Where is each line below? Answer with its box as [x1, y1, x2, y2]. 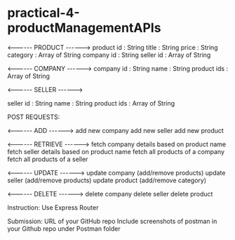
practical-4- [7, 5, 80, 21]
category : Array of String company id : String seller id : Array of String [7, 51, 211, 59]
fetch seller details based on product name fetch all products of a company [7, 147, 225, 156]
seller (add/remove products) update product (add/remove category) [7, 176, 207, 184]
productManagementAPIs [7, 20, 161, 36]
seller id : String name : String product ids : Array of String [7, 99, 175, 107]
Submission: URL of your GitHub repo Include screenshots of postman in [7, 217, 217, 225]
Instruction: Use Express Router [7, 203, 99, 212]
